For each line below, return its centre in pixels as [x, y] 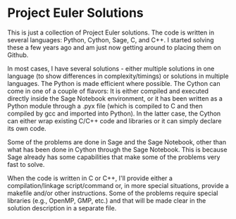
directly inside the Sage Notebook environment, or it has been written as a [115, 98]
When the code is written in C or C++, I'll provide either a [90, 178]
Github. [18, 55]
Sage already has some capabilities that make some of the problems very [114, 157]
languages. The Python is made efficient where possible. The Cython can [114, 83]
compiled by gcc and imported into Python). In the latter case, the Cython [114, 113]
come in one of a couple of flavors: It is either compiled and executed [108, 91]
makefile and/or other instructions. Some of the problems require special [113, 193]
